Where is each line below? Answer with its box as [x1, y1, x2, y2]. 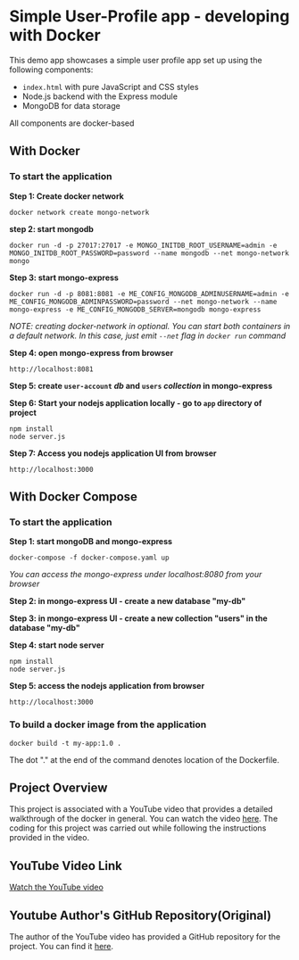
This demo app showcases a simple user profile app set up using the [9, 54, 262, 65]
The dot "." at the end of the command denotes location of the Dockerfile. [9, 754, 279, 765]
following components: [9, 64, 94, 75]
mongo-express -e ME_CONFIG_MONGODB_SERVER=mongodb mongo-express [9, 305, 262, 314]
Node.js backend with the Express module [21, 91, 179, 102]
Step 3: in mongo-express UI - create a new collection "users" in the [9, 613, 268, 624]
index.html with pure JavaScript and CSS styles [21, 81, 199, 92]
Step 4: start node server [9, 640, 104, 650]
